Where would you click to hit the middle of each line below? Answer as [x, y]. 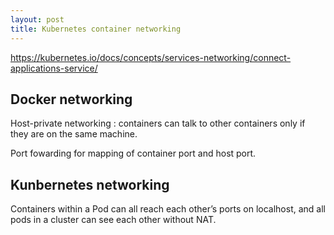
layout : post [37, 19]
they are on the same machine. [74, 134]
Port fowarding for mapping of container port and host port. [133, 153]
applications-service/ [54, 68]
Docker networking [71, 99]
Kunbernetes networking [90, 184]
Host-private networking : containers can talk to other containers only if [158, 123]
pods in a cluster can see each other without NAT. [113, 220]
